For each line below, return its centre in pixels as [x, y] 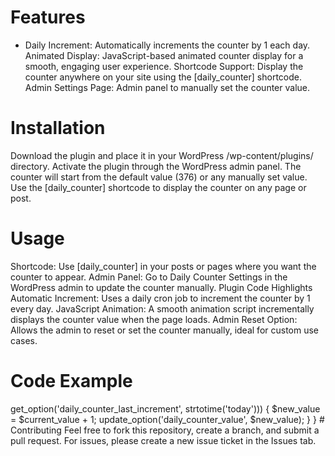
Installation [58, 128]
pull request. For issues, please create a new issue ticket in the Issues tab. [163, 440]
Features [48, 17]
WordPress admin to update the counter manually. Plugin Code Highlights [161, 287]
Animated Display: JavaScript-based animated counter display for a [164, 55]
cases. [24, 340]
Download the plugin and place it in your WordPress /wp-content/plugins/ [162, 155]
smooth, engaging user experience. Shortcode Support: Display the [164, 66]
